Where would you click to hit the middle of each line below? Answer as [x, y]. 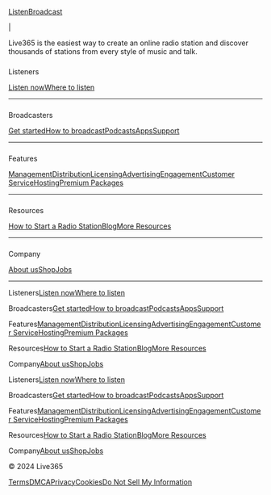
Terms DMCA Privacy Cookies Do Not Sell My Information [100, 482]
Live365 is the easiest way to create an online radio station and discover [128, 43]
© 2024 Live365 [36, 466]
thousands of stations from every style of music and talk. [103, 51]
